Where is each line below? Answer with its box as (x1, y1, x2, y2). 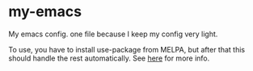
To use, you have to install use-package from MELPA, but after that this (8, 44, 245, 54)
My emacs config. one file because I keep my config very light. (8, 29, 218, 39)
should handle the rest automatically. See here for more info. (8, 53, 210, 63)
